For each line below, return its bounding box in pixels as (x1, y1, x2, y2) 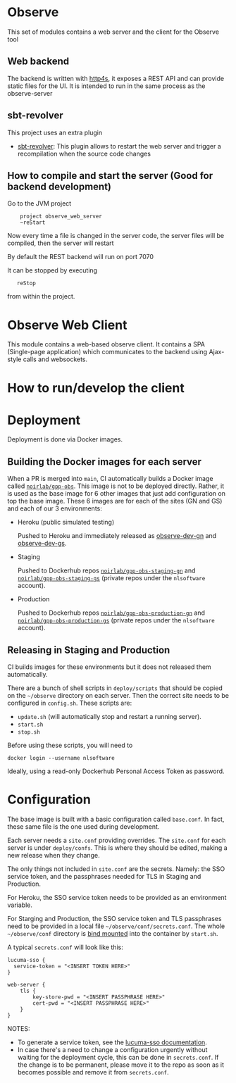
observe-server (7, 89, 53, 97)
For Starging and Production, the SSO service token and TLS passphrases (7, 915, 222, 922)
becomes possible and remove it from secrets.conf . (17, 1068, 169, 1076)
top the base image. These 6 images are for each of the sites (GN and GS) (7, 497, 223, 506)
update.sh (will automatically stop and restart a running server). (17, 713, 202, 721)
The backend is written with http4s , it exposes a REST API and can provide (7, 74, 224, 82)
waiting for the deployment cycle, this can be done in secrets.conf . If (17, 1053, 219, 1061)
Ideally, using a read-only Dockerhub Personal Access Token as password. (7, 767, 225, 775)
